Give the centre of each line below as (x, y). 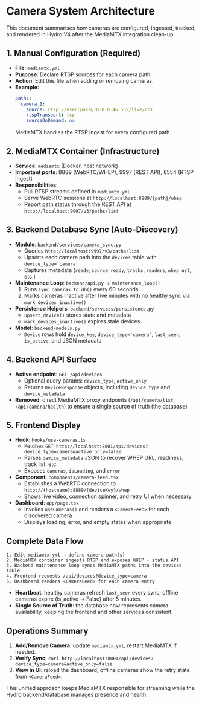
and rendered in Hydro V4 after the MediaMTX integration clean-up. (91, 34)
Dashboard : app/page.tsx (47, 503)
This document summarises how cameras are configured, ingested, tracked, (101, 28)
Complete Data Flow (45, 541)
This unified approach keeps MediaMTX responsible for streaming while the (100, 688)
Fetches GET (39, 446)
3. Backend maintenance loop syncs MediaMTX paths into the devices (94, 566)
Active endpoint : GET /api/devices (58, 374)
